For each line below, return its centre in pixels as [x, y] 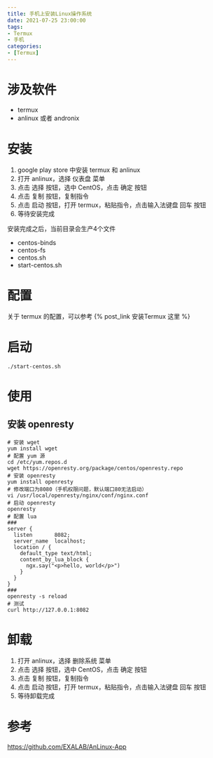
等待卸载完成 [36, 696]
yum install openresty [40, 481]
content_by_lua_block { [55, 559]
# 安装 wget [23, 442]
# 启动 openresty [32, 503]
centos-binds [37, 242]
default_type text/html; [56, 553]
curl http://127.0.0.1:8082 [48, 610]
